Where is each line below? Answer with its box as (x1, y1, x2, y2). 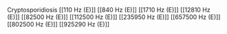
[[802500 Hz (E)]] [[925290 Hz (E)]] (7, 20, 110, 28)
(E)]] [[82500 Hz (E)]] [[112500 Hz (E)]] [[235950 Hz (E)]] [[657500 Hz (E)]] (7, 13, 221, 21)
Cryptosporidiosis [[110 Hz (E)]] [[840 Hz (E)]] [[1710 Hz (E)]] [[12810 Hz (7, 6, 211, 14)
